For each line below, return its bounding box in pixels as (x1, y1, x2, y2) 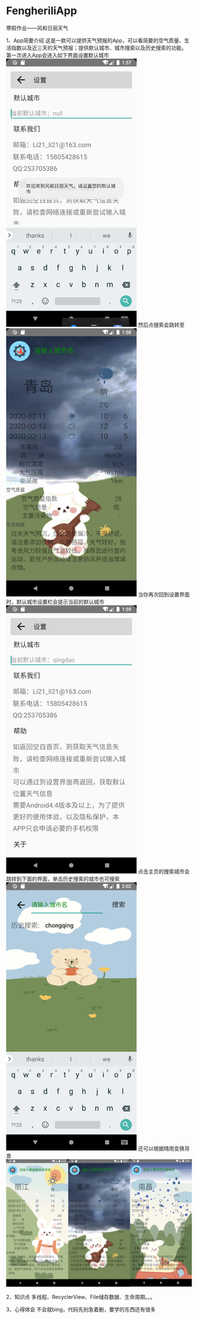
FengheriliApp (6, 4, 78, 18)
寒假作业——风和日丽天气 (6, 24, 68, 31)
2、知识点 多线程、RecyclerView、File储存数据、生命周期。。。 (6, 1293, 156, 1300)
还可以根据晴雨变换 (137, 1145, 184, 1152)
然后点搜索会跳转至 (137, 321, 184, 328)
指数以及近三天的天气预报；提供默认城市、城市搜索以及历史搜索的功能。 (11, 44, 187, 51)
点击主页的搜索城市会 (137, 868, 190, 875)
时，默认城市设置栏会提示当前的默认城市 (6, 598, 104, 605)
